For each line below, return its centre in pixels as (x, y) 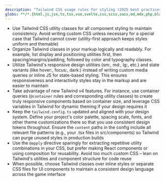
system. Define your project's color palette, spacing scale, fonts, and (82, 117)
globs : (12, 14)
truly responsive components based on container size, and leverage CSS (86, 101)
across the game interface (39, 174)
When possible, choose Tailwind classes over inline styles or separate (83, 164)
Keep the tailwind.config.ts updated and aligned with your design (80, 111)
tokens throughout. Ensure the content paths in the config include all (82, 127)
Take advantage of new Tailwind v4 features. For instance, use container (86, 91)
